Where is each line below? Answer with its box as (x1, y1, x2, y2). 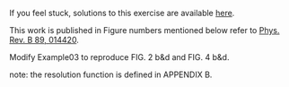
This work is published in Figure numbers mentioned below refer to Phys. (9, 25, 280, 35)
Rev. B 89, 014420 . (9, 35, 79, 45)
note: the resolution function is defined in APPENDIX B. (9, 69, 213, 80)
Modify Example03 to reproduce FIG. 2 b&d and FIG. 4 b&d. (9, 52, 230, 62)
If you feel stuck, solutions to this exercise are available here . (9, 8, 235, 18)
